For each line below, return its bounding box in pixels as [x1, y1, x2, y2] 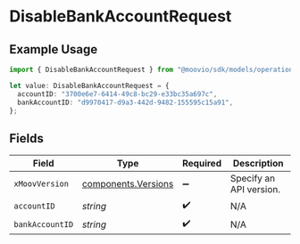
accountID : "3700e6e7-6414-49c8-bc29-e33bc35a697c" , [17, 89, 218, 99]
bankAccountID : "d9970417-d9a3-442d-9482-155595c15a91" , [17, 98, 234, 107]
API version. [229, 183, 281, 196]
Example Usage [9, 42, 98, 57]
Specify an [229, 172, 276, 184]
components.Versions [81, 178, 174, 191]
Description [232, 158, 284, 170]
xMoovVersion [13, 179, 70, 189]
